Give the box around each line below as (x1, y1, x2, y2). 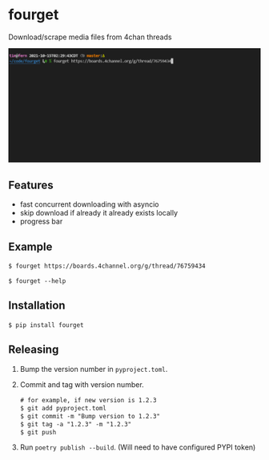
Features (8, 178, 54, 192)
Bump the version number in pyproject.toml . (19, 364, 168, 373)
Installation (8, 299, 66, 313)
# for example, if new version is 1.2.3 (19, 396, 157, 404)
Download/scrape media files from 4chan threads (8, 32, 172, 42)
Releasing (8, 343, 59, 357)
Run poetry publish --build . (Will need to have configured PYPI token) (19, 442, 256, 452)
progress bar (19, 216, 63, 226)
